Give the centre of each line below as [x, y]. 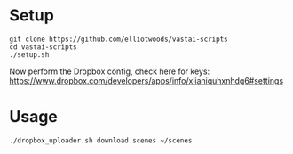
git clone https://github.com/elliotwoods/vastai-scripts [119, 39]
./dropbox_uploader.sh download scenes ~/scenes [101, 140]
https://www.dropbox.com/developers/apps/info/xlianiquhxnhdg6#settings [146, 80]
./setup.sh [29, 54]
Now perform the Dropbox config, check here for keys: [110, 71]
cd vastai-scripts [43, 47]
